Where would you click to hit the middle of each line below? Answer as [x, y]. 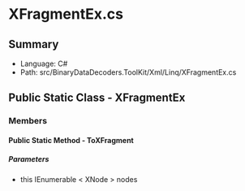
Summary [34, 44]
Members [28, 121]
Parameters [29, 158]
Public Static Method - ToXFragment [71, 140]
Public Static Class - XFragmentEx [97, 98]
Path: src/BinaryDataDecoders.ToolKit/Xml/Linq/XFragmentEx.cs [128, 72]
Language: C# [44, 63]
